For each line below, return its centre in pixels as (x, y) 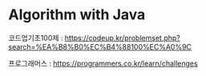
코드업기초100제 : (36, 38)
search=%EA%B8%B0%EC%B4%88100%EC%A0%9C (100, 46)
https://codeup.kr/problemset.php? (122, 38)
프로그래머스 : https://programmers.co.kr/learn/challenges (103, 63)
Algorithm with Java (77, 15)
